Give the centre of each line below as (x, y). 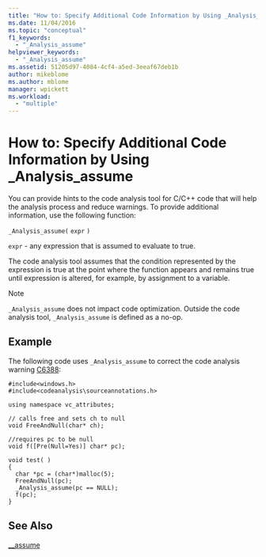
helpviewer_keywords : (44, 52)
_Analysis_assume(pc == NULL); (67, 487)
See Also (30, 526)
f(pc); (26, 494)
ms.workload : (30, 97)
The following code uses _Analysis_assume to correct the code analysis (124, 361)
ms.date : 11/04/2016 (42, 23)
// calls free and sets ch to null (67, 419)
